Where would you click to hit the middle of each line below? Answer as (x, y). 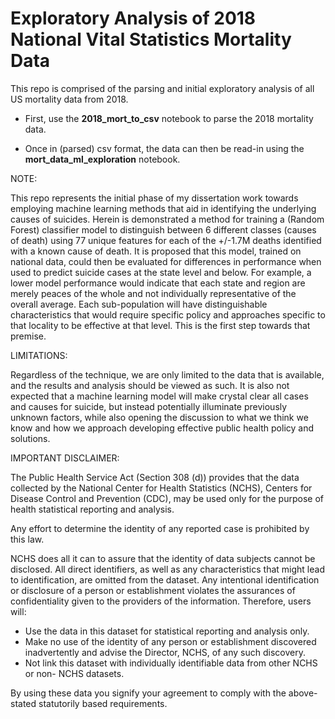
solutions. (30, 438)
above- (303, 693)
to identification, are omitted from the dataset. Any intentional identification (165, 579)
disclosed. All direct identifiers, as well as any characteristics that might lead (167, 569)
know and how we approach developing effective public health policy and (162, 428)
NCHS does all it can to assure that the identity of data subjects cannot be (163, 558)
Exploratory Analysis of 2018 (133, 18)
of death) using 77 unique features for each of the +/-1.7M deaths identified (166, 240)
